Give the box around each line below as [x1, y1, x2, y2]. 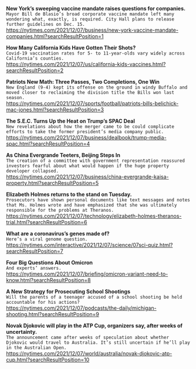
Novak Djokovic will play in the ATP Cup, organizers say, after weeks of [6, 322, 183, 329]
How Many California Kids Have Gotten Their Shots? [6, 44, 136, 51]
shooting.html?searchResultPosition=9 [6, 311, 100, 317]
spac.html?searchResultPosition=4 [6, 140, 90, 147]
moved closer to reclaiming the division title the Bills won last [6, 90, 175, 96]
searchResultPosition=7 [6, 248, 63, 255]
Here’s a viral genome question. [6, 236, 88, 242]
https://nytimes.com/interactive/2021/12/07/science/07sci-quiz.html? [6, 242, 173, 248]
